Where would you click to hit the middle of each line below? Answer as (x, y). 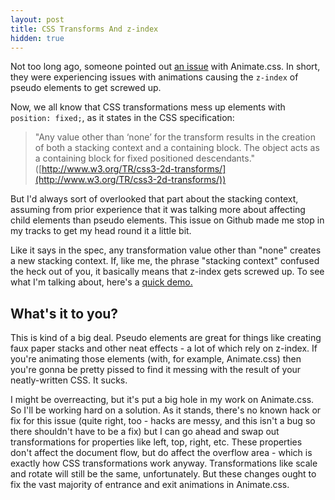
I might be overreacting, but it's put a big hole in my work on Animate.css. (162, 400)
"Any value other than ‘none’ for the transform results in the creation (175, 137)
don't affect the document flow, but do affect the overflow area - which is (161, 453)
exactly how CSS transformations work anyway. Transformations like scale (164, 463)
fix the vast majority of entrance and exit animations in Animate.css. (150, 485)
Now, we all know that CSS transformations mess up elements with (148, 107)
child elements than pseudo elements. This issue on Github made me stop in (167, 220)
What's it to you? (64, 313)
